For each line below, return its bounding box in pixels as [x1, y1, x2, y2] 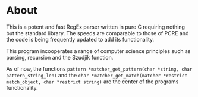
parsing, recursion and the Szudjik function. [6, 54, 114, 61]
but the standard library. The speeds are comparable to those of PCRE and [6, 29, 189, 36]
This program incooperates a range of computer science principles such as [6, 47, 191, 54]
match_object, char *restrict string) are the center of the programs [6, 78, 179, 85]
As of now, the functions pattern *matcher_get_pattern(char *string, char [6, 65, 193, 72]
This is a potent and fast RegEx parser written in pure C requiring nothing [6, 23, 186, 30]
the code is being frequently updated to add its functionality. [6, 36, 155, 43]
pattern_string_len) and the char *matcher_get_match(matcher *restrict [6, 71, 188, 79]
